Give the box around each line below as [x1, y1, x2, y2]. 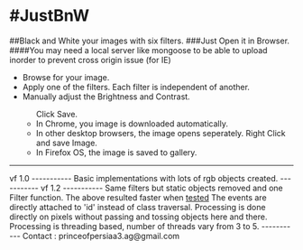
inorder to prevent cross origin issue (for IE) [9, 54, 171, 65]
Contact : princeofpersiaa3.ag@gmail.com [22, 230, 180, 241]
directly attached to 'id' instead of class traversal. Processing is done [9, 201, 266, 212]
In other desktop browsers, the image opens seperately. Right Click [35, 127, 286, 138]
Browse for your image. [22, 71, 110, 82]
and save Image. [35, 137, 97, 148]
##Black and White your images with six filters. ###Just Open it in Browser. [9, 35, 290, 46]
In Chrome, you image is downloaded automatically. [35, 118, 228, 129]
